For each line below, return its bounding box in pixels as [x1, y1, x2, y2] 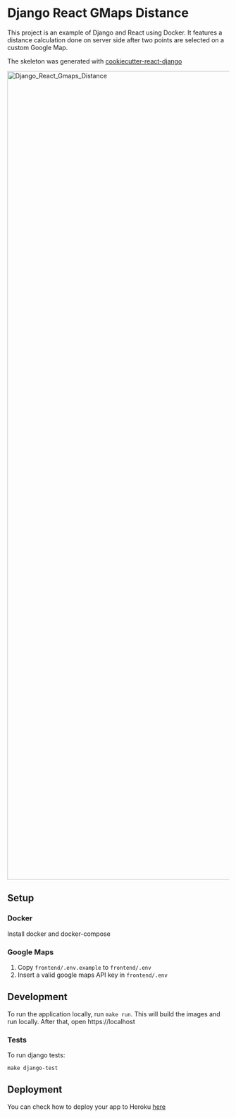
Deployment [7, 1083, 63, 1095]
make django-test [7, 1064, 58, 1072]
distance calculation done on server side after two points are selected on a [7, 35, 224, 44]
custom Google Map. [7, 43, 68, 52]
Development [7, 991, 68, 1003]
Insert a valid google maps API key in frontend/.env [17, 970, 168, 979]
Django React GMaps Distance [7, 5, 189, 21]
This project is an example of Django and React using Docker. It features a [7, 28, 223, 37]
